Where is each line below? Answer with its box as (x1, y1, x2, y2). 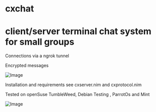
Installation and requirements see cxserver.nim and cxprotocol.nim (5, 82, 142, 88)
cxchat (5, 3, 34, 14)
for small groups (5, 36, 75, 48)
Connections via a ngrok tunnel (5, 53, 70, 59)
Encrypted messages (5, 63, 49, 69)
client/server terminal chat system (5, 26, 152, 37)
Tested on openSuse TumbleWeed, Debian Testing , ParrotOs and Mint (5, 92, 150, 98)
